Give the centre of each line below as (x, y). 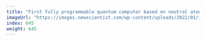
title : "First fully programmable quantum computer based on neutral (97, 12)
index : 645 (20, 23)
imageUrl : (19, 17)
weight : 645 (21, 29)
